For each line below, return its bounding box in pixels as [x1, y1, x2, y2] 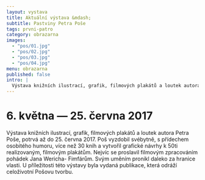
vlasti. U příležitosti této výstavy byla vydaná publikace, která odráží [6, 161, 178, 168]
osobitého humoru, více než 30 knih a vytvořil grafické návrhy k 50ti [6, 142, 178, 149]
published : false [6, 71, 51, 77]
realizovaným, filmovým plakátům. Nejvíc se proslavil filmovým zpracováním [6, 148, 198, 156]
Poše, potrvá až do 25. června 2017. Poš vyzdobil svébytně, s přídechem [6, 135, 189, 143]
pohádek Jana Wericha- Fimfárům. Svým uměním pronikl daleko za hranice [6, 155, 196, 162]
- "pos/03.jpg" [12, 54, 51, 60]
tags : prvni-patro [6, 26, 53, 32]
